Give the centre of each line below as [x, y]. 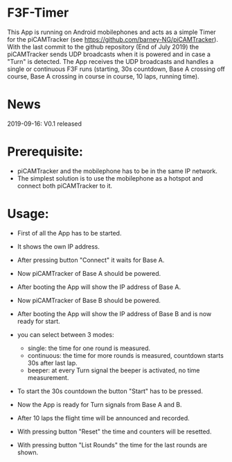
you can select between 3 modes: [65, 334]
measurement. [48, 377]
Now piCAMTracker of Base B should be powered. [89, 300]
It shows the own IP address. [59, 246]
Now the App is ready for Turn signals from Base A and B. [99, 404]
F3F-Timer [38, 13]
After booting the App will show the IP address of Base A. [99, 287]
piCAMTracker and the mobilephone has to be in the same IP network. [117, 171]
